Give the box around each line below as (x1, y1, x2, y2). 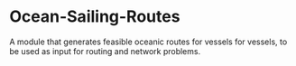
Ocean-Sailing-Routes (9, 6, 180, 27)
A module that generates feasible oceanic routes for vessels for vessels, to (9, 36, 288, 47)
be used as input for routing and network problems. (9, 45, 201, 56)
